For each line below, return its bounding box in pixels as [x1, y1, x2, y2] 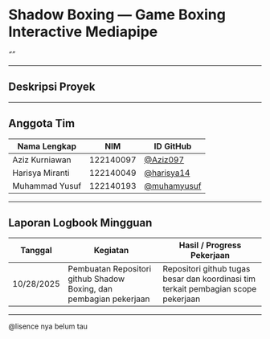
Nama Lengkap [17, 141, 76, 152]
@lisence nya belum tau [8, 321, 88, 331]
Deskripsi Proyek [8, 80, 96, 94]
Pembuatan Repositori [67, 263, 152, 275]
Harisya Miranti [12, 167, 70, 178]
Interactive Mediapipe [8, 22, 158, 41]
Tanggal [19, 245, 52, 256]
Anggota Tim [8, 116, 75, 130]
